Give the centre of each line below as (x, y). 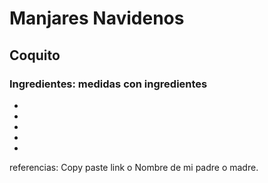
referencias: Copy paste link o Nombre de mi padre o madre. (134, 167)
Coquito (35, 55)
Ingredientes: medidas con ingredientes (108, 84)
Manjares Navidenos (97, 18)
